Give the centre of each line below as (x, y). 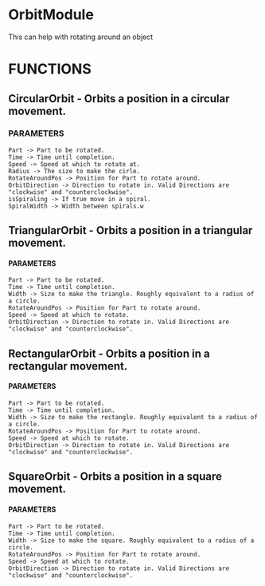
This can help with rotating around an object (81, 37)
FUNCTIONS (50, 69)
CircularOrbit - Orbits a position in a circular (119, 99)
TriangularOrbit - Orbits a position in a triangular (131, 230)
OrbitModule (51, 15)
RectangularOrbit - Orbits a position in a (109, 353)
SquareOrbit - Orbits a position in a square (115, 477)
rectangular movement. (68, 366)
